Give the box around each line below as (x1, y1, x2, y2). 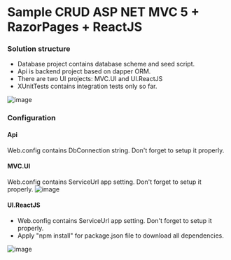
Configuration (7, 113, 56, 123)
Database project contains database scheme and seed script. (17, 60, 195, 68)
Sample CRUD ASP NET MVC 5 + (7, 4, 199, 20)
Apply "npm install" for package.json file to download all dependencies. (17, 231, 224, 240)
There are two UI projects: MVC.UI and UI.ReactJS (17, 75, 163, 83)
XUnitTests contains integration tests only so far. (17, 82, 157, 91)
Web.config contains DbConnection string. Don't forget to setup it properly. (7, 146, 225, 154)
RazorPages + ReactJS (7, 19, 143, 35)
